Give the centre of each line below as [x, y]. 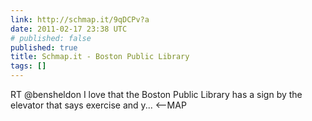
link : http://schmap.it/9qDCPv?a [80, 19]
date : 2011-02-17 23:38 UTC [69, 29]
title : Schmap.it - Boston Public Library [100, 57]
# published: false [51, 38]
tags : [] [28, 66]
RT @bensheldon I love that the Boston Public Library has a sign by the [156, 94]
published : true [44, 47]
